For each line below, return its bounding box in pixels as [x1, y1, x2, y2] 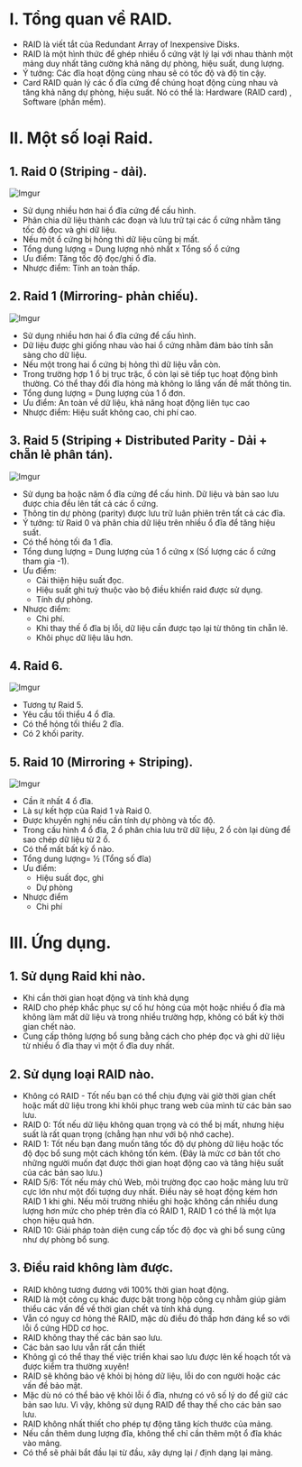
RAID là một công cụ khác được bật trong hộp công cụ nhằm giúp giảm [22, 1294, 287, 1305]
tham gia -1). [22, 555, 69, 566]
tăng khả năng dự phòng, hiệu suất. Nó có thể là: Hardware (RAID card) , [22, 87, 293, 97]
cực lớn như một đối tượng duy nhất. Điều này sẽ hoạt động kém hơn [22, 1187, 278, 1197]
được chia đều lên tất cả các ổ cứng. [22, 498, 159, 509]
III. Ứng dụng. [9, 933, 112, 953]
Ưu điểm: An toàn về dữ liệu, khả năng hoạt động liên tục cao [22, 397, 251, 408]
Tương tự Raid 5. [22, 700, 84, 711]
